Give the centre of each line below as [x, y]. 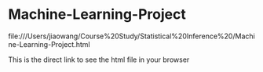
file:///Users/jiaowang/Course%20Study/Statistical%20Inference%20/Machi [131, 36]
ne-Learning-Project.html [49, 44]
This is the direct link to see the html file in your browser [99, 59]
